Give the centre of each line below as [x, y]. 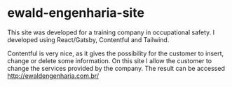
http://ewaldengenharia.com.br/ [53, 76]
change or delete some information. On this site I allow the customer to [110, 60]
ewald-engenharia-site [76, 13]
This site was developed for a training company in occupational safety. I [111, 32]
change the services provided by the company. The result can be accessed [116, 68]
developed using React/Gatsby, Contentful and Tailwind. [88, 39]
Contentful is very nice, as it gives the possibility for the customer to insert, [116, 53]
